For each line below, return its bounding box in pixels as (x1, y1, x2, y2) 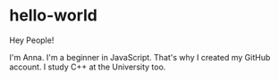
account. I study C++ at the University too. (9, 61, 166, 72)
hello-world (9, 5, 98, 26)
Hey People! (9, 35, 55, 45)
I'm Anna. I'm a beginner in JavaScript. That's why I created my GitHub (9, 52, 271, 62)
